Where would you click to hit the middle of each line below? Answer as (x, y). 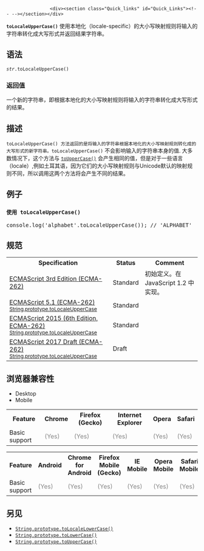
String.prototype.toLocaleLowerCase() (64, 529)
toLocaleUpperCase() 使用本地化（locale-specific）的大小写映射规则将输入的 (102, 26)
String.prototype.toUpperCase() (56, 542)
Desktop (25, 394)
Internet (130, 415)
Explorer (130, 423)
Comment (170, 263)
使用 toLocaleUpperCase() (43, 212)
